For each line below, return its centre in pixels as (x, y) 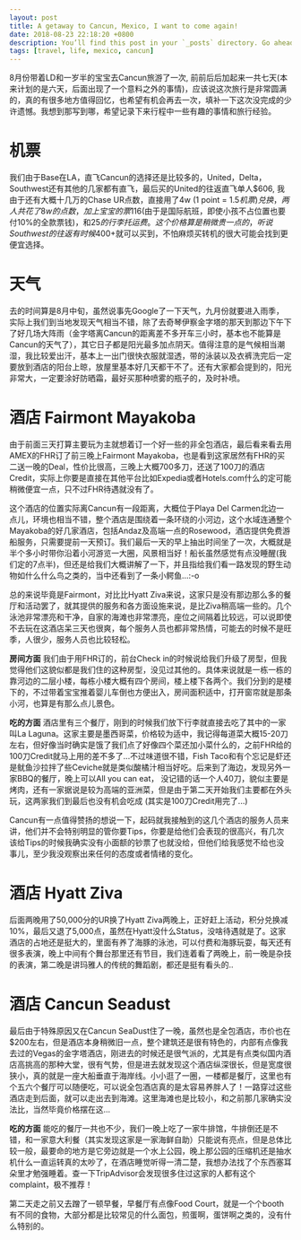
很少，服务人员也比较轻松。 (84, 639)
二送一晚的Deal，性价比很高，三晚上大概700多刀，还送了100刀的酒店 (138, 467)
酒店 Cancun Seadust (90, 1004)
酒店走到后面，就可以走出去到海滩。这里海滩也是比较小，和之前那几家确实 (146, 1098)
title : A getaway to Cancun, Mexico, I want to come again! (124, 26)
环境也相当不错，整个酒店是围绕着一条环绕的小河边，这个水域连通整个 (162, 519)
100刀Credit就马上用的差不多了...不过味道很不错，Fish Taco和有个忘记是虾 (146, 755)
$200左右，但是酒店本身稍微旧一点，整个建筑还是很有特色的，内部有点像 (145, 1042)
